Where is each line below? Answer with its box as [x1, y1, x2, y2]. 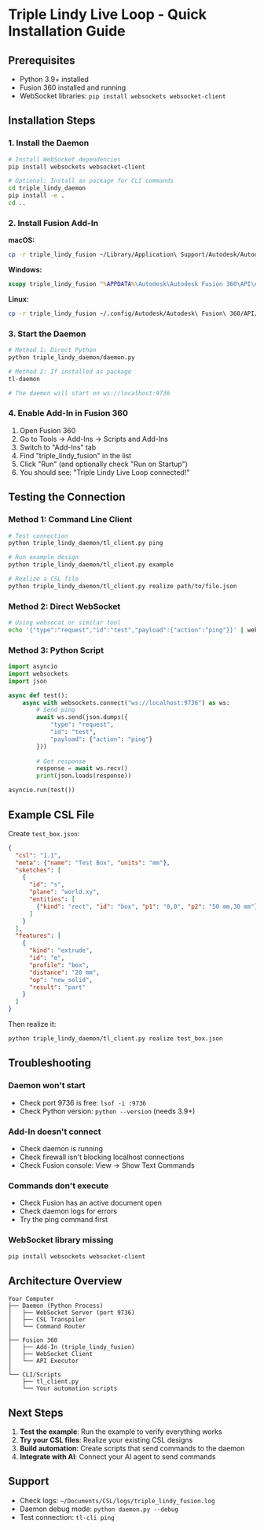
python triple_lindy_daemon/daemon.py [8, 354, 135, 361]
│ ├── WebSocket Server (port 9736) [8, 1309, 135, 1317]
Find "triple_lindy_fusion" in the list [19, 450, 132, 460]
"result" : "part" [28, 983, 86, 991]
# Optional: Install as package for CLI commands [8, 177, 174, 185]
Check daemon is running [19, 1143, 104, 1153]
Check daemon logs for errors [19, 1206, 118, 1216]
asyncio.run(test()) [8, 786, 76, 795]
